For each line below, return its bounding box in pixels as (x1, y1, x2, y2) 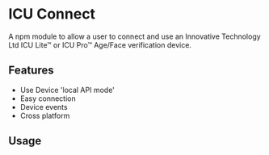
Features (8, 64, 54, 77)
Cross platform (19, 111, 70, 120)
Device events (19, 102, 68, 111)
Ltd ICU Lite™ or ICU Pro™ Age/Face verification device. (8, 40, 192, 49)
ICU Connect (8, 5, 95, 23)
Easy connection (19, 94, 77, 103)
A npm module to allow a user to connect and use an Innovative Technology (8, 31, 261, 41)
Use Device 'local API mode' (19, 85, 116, 94)
